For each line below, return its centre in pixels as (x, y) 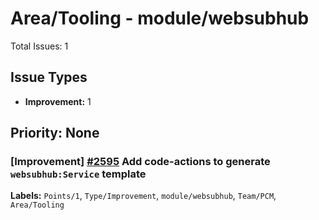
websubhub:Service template (78, 174)
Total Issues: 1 (39, 46)
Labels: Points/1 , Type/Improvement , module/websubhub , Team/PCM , (143, 196)
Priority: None (55, 133)
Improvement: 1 (58, 101)
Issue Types (49, 77)
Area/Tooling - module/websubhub (160, 18)
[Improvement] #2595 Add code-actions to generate (140, 162)
